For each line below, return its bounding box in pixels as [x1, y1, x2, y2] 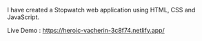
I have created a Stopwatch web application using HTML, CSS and [7, 6, 196, 14]
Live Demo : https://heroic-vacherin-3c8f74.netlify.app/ [7, 27, 165, 34]
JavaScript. [7, 13, 40, 21]
